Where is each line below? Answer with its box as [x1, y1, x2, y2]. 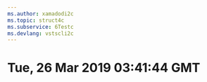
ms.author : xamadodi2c [7, 10, 74, 18]
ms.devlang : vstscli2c [7, 29, 74, 37]
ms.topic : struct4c [7, 17, 65, 24]
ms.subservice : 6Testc [7, 23, 74, 30]
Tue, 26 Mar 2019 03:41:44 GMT [7, 60, 201, 76]
